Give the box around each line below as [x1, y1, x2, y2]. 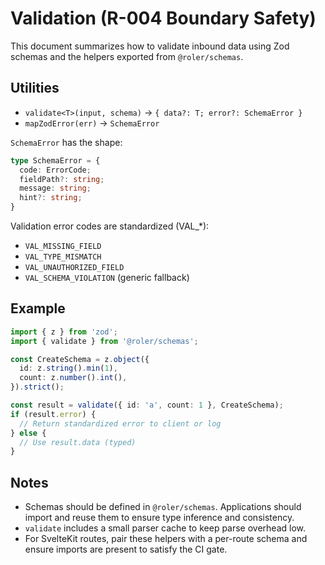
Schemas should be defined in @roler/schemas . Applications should [24, 501, 302, 513]
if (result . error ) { [10, 409, 97, 419]
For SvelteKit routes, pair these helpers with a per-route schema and [24, 533, 308, 545]
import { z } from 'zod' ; [10, 327, 118, 337]
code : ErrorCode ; [19, 165, 92, 175]
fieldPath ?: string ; [19, 174, 105, 184]
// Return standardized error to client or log [19, 418, 222, 429]
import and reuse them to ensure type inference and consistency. [24, 512, 295, 524]
